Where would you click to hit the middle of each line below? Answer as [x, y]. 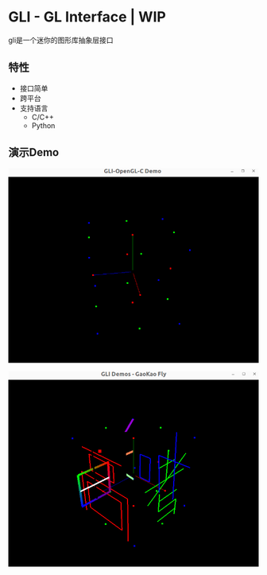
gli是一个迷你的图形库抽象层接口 [61, 40]
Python [43, 125]
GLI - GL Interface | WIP [87, 17]
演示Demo [34, 152]
